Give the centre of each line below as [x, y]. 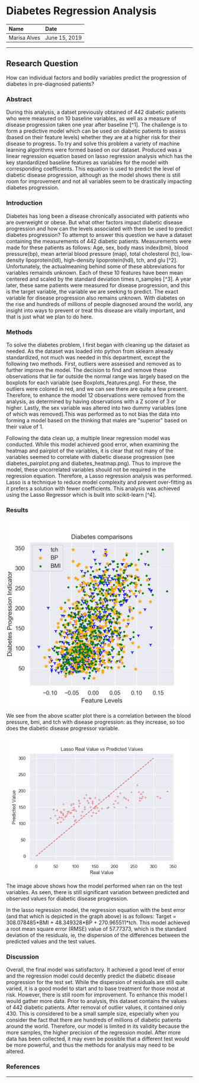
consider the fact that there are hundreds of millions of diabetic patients [94, 1020]
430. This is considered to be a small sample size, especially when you [93, 1014]
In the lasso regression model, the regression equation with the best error [96, 910]
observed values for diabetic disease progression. [67, 899]
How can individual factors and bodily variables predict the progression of [97, 78]
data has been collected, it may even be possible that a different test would [98, 1039]
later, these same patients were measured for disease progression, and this [98, 285]
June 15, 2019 [64, 37]
